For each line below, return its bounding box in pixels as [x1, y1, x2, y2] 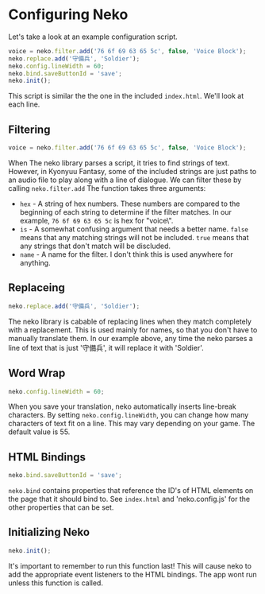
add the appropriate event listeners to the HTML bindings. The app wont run [8, 569, 258, 579]
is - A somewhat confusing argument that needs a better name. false [19, 224, 248, 234]
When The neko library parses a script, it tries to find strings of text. [8, 158, 230, 168]
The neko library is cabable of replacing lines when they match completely [8, 316, 252, 326]
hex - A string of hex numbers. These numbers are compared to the [19, 199, 240, 208]
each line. [8, 99, 40, 109]
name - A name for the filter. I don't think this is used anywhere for [19, 250, 234, 259]
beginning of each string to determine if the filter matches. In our [19, 208, 232, 216]
